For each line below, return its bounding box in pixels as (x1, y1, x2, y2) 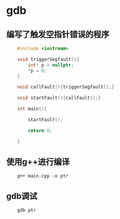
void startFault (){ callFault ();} (17, 95, 101, 101)
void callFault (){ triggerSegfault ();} (17, 84, 115, 90)
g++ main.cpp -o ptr (17, 173, 69, 179)
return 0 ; (28, 127, 52, 133)
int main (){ (17, 106, 47, 112)
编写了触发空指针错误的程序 (6, 29, 110, 39)
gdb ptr (17, 208, 36, 214)
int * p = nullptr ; (28, 62, 74, 68)
